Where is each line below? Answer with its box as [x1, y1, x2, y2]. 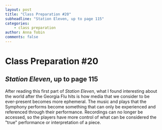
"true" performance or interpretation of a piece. [5, 119, 102, 125]
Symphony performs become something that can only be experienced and [5, 104, 156, 109]
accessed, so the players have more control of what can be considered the [5, 114, 157, 120]
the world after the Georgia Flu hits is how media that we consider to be [5, 93, 150, 99]
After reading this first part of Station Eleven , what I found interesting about [5, 88, 158, 94]
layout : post [5, 7, 32, 12]
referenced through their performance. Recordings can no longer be [5, 109, 143, 115]
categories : [5, 21, 29, 26]
